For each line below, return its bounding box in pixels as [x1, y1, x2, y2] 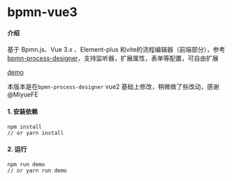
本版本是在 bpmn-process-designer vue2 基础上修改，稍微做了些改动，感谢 [7, 82, 220, 91]
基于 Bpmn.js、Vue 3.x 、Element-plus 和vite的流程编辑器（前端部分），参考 [7, 45, 226, 54]
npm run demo [7, 161, 45, 168]
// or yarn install [7, 129, 64, 136]
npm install [7, 123, 42, 130]
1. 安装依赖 [7, 107, 38, 115]
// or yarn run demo [7, 167, 68, 174]
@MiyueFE [7, 90, 38, 99]
